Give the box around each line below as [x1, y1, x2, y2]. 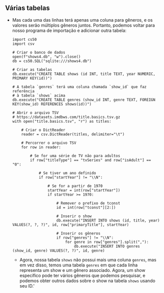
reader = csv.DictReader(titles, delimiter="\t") [21, 131, 125, 137]
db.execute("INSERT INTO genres [74, 244, 140, 249]
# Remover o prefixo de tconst [56, 200, 120, 206]
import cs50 [12, 37, 37, 42]
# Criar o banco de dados [12, 50, 65, 55]
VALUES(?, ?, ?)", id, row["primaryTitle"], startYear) [12, 222, 129, 227]
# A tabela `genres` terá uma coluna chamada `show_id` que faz [12, 84, 147, 89]
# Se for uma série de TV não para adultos [30, 153, 120, 158]
